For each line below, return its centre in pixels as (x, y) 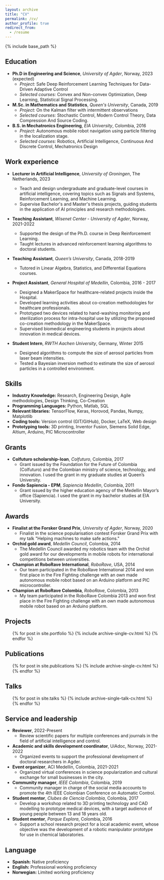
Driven (26, 89)
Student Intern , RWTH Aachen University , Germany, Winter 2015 (78, 343)
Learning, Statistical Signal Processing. (59, 99)
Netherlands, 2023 (31, 179)
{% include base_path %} (31, 46)
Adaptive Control (51, 89)
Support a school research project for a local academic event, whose (89, 824)
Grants (16, 447)
